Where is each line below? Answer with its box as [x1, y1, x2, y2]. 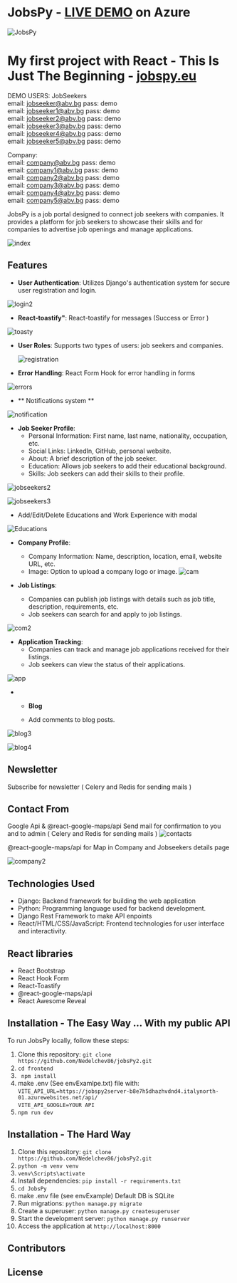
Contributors [7, 1242, 66, 1254]
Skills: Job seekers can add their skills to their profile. [28, 469, 185, 478]
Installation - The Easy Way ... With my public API [7, 1017, 231, 1030]
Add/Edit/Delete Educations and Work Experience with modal [17, 510, 198, 519]
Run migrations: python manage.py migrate [17, 1199, 142, 1208]
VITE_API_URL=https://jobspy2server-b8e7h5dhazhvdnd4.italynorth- [17, 1087, 219, 1095]
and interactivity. [17, 927, 68, 936]
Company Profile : [17, 538, 71, 547]
